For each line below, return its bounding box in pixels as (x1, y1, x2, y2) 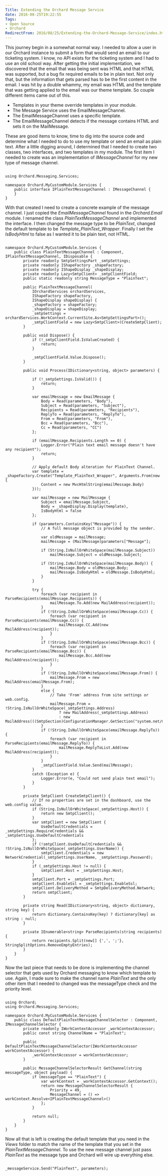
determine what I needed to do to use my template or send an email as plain (5, 138, 161, 144)
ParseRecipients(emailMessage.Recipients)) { (5, 596, 101, 601)
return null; (31, 1114, 59, 1119)
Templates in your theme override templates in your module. (12, 102, 137, 108)
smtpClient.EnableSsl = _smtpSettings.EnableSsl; (31, 881, 137, 886)
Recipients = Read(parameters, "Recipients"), (40, 408, 140, 413)
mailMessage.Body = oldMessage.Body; (49, 565, 128, 570)
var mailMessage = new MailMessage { (31, 495, 111, 500)
